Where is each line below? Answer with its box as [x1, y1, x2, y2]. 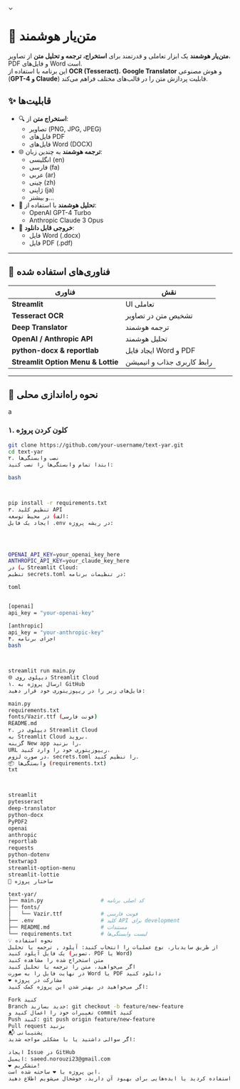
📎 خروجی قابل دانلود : [18, 223, 75, 231]
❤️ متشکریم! [8, 1062, 41, 1069]
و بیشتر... [28, 193, 54, 202]
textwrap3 [8, 858, 38, 865]
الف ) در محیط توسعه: [8, 513, 70, 520]
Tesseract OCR [11, 311, 64, 321]
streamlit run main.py [8, 667, 75, 674]
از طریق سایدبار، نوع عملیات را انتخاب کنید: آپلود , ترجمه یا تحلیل [8, 944, 219, 951]
